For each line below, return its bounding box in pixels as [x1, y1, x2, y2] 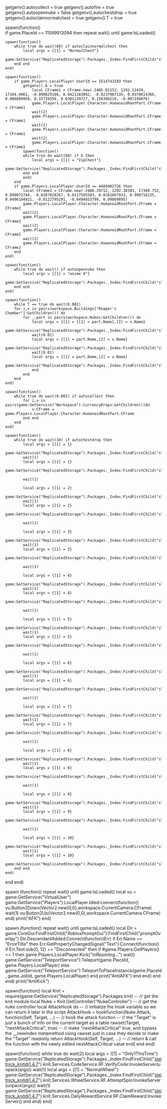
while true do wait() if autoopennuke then [14, 267, 106, 272]
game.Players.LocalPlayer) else [5, 962, 70, 968]
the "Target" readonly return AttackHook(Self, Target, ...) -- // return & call [5, 1036, 157, 1042]
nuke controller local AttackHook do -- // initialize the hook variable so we [5, 1004, 157, 1010]
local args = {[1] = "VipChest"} [31, 157, 101, 162]
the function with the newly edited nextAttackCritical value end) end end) [5, 1041, 155, 1047]
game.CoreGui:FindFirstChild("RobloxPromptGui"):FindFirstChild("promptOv [5, 931, 161, 936]
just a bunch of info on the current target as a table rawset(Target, [5, 1020, 141, 1026]
